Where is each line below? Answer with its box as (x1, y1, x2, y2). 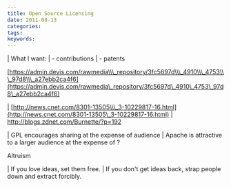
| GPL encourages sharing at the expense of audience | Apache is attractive (7, 131, 223, 140)
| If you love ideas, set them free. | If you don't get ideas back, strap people (7, 165, 221, 173)
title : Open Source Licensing (7, 10, 94, 17)
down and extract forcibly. (7, 173, 81, 181)
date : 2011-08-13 (7, 16, 57, 23)
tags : (7, 29, 23, 36)
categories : (7, 23, 41, 30)
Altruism (7, 152, 31, 160)
